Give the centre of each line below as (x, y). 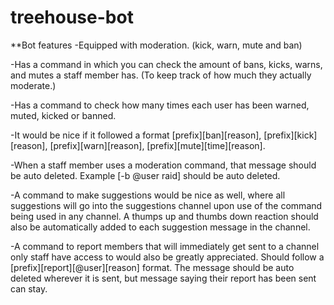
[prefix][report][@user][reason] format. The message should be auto (152, 267)
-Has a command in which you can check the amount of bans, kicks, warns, (166, 64)
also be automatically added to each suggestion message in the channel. (160, 227)
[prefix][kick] (290, 135)
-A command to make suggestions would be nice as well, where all (148, 195)
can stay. (29, 288)
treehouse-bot (72, 17)
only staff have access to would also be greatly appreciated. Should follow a (167, 257)
